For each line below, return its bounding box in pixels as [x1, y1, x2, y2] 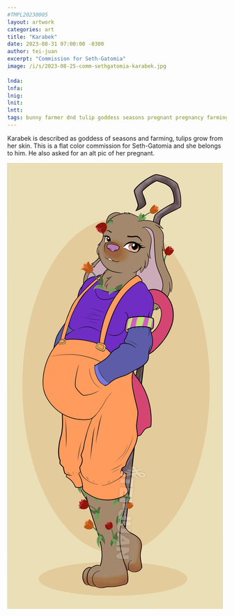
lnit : [7, 100, 23, 107]
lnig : [7, 92, 23, 99]
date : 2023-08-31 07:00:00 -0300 [7, 40, 104, 48]
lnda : [7, 77, 23, 84]
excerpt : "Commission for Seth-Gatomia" [7, 56, 127, 63]
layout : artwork [7, 18, 54, 26]
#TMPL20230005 [7, 11, 49, 18]
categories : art [7, 26, 54, 33]
